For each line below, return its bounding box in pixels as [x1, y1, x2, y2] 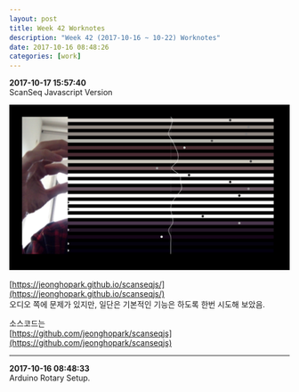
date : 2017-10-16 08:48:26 [9, 43, 109, 52]
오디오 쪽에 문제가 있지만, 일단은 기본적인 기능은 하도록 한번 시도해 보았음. [9, 299, 265, 310]
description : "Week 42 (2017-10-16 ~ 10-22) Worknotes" [9, 33, 221, 42]
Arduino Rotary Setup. [9, 372, 91, 383]
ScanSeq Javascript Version [9, 87, 113, 98]
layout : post [9, 14, 58, 23]
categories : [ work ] [9, 52, 82, 61]
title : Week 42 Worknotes [9, 23, 105, 33]
